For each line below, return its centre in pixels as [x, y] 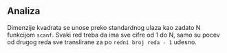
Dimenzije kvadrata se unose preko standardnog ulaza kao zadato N [104, 27]
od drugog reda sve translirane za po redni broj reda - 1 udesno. [102, 42]
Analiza [24, 11]
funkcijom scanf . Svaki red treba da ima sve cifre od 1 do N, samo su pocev [113, 35]
